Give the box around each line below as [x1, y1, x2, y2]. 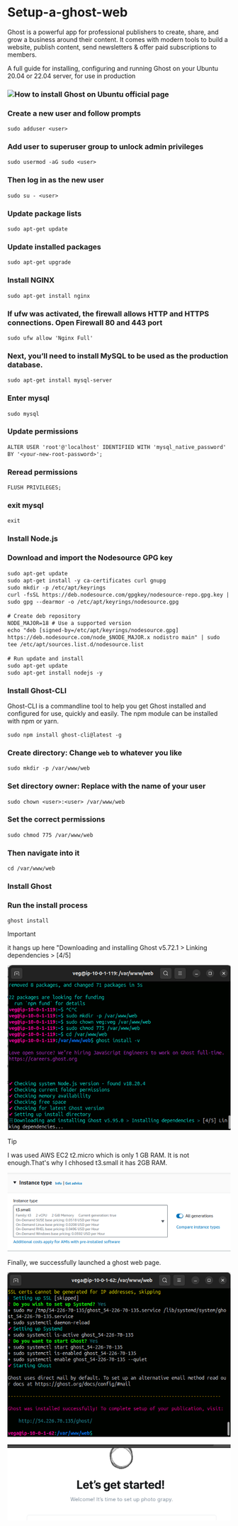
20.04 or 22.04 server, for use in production [7, 72, 136, 80]
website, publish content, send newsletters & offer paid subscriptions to [7, 43, 217, 51]
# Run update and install [7, 655, 84, 662]
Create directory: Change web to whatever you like [7, 748, 183, 758]
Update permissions [7, 426, 79, 436]
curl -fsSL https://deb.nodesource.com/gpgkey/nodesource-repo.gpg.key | [7, 591, 230, 598]
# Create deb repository [7, 612, 81, 619]
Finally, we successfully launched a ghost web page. [7, 1258, 161, 1266]
